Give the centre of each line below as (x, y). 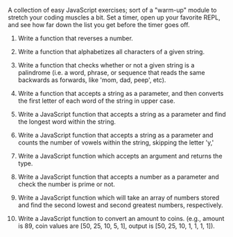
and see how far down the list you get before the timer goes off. (99, 25)
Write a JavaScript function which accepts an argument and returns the (120, 156)
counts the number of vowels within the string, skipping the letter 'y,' (116, 142)
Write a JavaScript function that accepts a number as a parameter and (118, 177)
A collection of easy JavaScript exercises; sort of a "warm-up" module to (112, 10)
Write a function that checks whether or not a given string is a (106, 65)
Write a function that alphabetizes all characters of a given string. (111, 52)
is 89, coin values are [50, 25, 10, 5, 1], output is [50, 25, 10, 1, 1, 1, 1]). (116, 226)
